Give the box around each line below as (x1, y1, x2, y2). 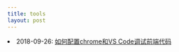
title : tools (7, 10, 46, 18)
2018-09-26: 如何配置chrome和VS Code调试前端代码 (16, 37, 172, 46)
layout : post (7, 17, 46, 24)
